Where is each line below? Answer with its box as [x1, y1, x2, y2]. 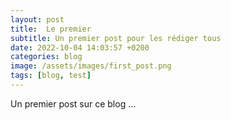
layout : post [10, 14, 65, 25]
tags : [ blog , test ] [10, 71, 92, 81]
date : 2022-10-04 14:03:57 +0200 [10, 42, 150, 53]
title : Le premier [10, 24, 92, 34]
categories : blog [10, 52, 83, 62]
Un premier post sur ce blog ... [10, 97, 137, 110]
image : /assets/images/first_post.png [10, 61, 172, 71]
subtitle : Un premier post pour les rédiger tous [10, 33, 222, 43]
